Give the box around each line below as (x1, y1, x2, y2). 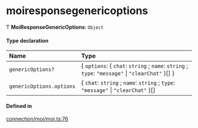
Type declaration (6, 37, 49, 44)
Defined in (6, 102, 32, 109)
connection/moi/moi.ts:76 (6, 116, 69, 123)
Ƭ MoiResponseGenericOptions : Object (6, 23, 104, 31)
